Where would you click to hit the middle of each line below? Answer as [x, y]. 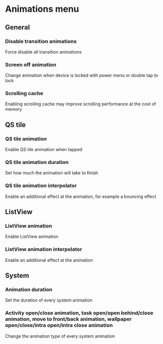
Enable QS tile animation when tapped [44, 150]
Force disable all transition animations [44, 52]
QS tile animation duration [37, 162]
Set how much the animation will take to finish [52, 173]
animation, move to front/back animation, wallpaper [68, 319]
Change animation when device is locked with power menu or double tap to [82, 75]
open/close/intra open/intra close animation [59, 325]
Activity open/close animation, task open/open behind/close [79, 313]
